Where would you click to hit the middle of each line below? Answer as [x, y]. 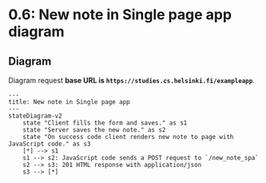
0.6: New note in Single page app [120, 15]
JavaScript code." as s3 [50, 144]
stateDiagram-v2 [35, 116]
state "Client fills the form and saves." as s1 [105, 123]
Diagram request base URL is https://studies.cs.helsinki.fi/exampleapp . [132, 80]
